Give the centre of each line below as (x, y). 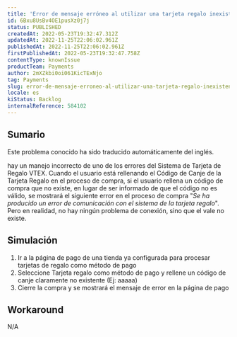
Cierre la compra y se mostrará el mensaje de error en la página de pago (123, 287)
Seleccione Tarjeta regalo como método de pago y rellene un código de (122, 273)
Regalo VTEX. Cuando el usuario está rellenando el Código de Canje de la (114, 173)
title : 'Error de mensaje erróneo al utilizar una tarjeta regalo (107, 14)
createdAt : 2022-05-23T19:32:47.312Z (63, 34)
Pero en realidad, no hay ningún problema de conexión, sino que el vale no (116, 210)
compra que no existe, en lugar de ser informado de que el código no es (112, 188)
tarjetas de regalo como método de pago (77, 265)
